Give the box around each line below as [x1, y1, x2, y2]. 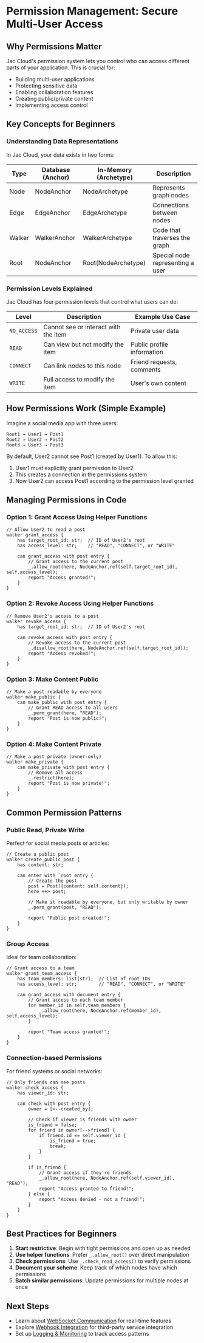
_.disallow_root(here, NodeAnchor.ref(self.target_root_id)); [28, 645, 189, 651]
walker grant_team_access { [6, 971, 78, 977]
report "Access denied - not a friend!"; [38, 1196, 146, 1202]
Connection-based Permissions [6, 1054, 102, 1062]
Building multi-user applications [15, 76, 95, 83]
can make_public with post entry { [17, 700, 107, 706]
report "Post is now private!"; [28, 781, 110, 787]
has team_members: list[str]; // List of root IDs [17, 976, 151, 982]
